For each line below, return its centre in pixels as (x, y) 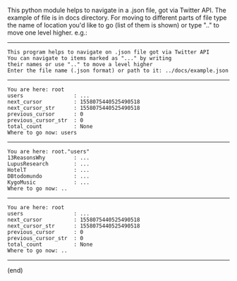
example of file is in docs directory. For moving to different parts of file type (117, 18)
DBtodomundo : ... (49, 176)
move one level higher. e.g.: (48, 32)
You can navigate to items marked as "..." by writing (90, 58)
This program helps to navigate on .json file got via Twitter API (109, 52)
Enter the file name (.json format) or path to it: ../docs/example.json (118, 70)
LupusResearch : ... (49, 164)
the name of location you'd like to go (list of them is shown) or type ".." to (114, 25)
